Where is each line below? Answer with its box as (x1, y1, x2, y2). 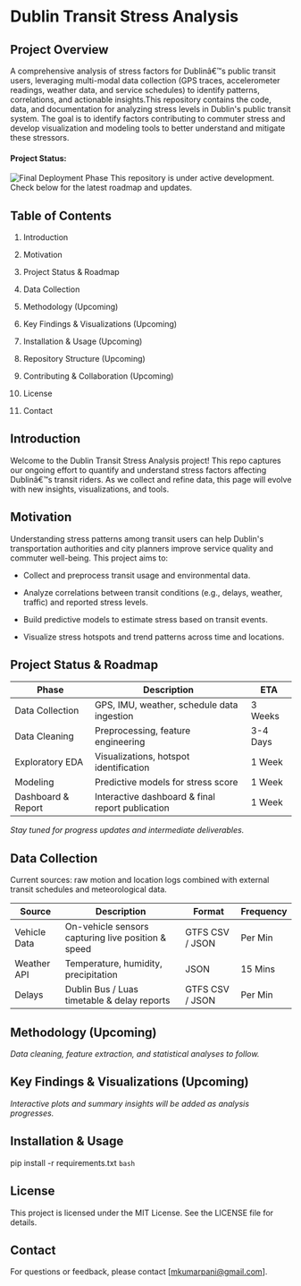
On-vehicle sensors (64, 921, 149, 933)
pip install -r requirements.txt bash (10, 1157, 136, 1168)
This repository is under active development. (110, 173, 275, 184)
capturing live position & (64, 931, 167, 944)
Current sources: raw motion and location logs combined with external (10, 875, 270, 886)
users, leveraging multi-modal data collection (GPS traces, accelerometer (10, 75, 280, 86)
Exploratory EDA (14, 756, 84, 768)
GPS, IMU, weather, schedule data (94, 699, 238, 711)
